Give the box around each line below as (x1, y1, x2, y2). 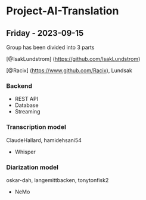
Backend (6, 82, 33, 90)
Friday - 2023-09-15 (6, 28, 84, 38)
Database (14, 101, 39, 109)
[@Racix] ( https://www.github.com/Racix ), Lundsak (6, 67, 132, 74)
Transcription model (6, 123, 67, 131)
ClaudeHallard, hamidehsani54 (6, 136, 82, 144)
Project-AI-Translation (6, 4, 119, 18)
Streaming (14, 108, 41, 115)
